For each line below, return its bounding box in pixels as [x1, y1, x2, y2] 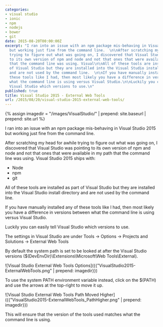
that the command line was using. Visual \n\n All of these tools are [9, 61, 151, 66]
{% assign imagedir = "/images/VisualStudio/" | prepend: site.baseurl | [5, 111, 147, 117]
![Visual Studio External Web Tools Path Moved [5, 292, 99, 298]
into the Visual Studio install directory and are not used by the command [5, 190, 149, 196]
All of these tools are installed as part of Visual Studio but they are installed [5, 185, 155, 190]
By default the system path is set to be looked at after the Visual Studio [5, 248, 147, 254]
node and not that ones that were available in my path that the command [5, 150, 150, 156]
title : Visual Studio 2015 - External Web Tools [5, 93, 105, 98]
